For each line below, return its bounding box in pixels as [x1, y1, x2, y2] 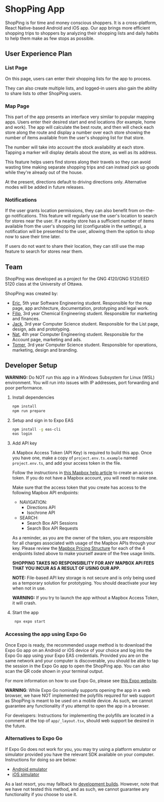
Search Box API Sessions [26, 520, 78, 526]
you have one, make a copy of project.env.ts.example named [12, 455, 138, 461]
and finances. [12, 316, 40, 322]
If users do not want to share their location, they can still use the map [5, 243, 145, 249]
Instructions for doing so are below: [5, 756, 77, 763]
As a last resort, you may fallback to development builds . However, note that [5, 781, 159, 787]
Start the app [12, 610, 39, 616]
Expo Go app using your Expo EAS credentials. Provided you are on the [5, 653, 149, 658]
